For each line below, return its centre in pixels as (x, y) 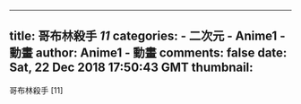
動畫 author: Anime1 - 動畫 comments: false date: (148, 53)
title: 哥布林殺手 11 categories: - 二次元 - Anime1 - (147, 36)
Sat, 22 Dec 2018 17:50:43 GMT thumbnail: (131, 68)
